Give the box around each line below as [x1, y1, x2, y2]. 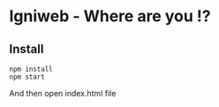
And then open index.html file [9, 88, 117, 98]
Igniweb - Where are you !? [9, 6, 211, 27]
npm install [9, 65, 53, 73]
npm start [9, 73, 46, 81]
